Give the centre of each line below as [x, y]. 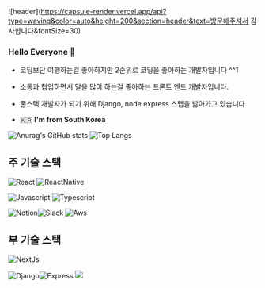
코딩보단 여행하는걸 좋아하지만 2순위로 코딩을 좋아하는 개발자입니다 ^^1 [129, 70]
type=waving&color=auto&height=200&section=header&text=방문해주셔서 [129, 21]
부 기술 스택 [35, 240]
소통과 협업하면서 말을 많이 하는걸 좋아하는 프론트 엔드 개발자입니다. [124, 87]
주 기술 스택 [35, 162]
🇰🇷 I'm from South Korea [62, 120]
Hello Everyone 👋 [42, 52]
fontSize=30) [60, 31]
